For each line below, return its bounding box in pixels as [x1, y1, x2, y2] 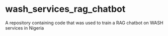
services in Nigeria [5, 25, 44, 31]
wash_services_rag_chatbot [5, 3, 126, 15]
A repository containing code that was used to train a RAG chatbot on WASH [5, 20, 163, 26]
